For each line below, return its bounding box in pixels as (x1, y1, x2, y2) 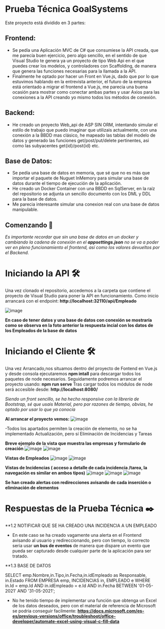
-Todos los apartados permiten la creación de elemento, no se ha (5, 425, 137, 432)
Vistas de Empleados (5, 455, 49, 461)
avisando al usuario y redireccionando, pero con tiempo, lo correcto (12, 537, 150, 543)
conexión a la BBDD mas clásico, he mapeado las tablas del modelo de (12, 132, 156, 138)
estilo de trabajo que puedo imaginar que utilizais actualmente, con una (12, 127, 157, 133)
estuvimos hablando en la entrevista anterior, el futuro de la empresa (12, 78, 151, 84)
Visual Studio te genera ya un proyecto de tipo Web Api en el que (12, 58, 144, 64)
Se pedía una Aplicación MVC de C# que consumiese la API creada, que (12, 47, 159, 53)
